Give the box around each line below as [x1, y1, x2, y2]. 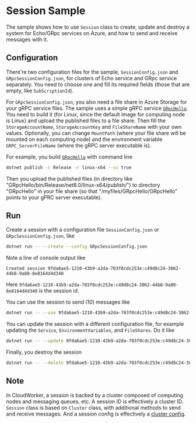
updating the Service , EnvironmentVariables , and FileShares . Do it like [6, 326, 175, 334]
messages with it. [6, 36, 48, 43]
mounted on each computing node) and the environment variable [6, 136, 163, 143]
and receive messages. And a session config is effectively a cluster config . [6, 410, 186, 417]
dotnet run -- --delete [6, 360, 64, 366]
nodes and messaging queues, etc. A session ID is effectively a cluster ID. [6, 398, 184, 405]
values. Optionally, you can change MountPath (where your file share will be [6, 129, 187, 136]
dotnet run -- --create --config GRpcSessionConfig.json [6, 244, 148, 250]
